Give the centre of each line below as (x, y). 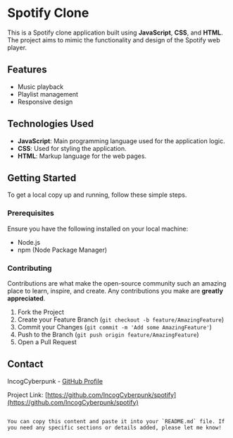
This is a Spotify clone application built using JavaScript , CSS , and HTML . (115, 32)
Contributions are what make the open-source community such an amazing (117, 283)
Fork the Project (41, 312)
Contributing (30, 268)
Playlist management (48, 94)
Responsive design (45, 102)
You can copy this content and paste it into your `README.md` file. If (116, 421)
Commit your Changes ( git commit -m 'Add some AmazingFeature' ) (115, 327)
